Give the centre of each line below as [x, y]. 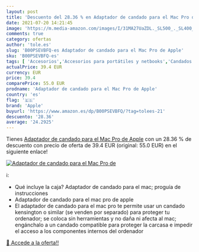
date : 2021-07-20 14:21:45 [39, 23]
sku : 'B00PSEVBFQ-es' [33, 56]
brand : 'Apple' [25, 105]
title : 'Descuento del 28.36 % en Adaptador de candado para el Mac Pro [98, 17]
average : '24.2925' [30, 122]
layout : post [22, 12]
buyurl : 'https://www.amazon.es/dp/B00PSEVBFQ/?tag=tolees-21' [86, 111]
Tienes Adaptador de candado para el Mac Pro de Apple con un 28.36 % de [99, 139]
